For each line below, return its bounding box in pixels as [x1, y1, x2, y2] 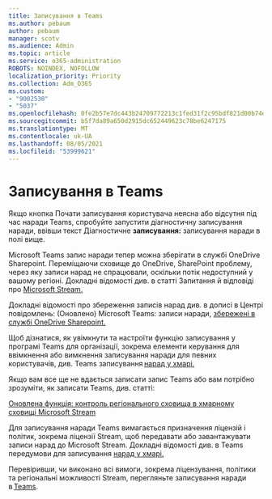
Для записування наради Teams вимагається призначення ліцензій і [8, 423, 246, 433]
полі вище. [8, 235, 45, 244]
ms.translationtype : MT [8, 125, 89, 133]
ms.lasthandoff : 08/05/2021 [8, 139, 104, 148]
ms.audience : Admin [8, 42, 74, 50]
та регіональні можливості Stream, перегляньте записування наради [8, 473, 247, 483]
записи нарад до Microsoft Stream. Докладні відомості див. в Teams [8, 440, 244, 450]
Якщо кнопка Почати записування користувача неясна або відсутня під [8, 209, 257, 218]
